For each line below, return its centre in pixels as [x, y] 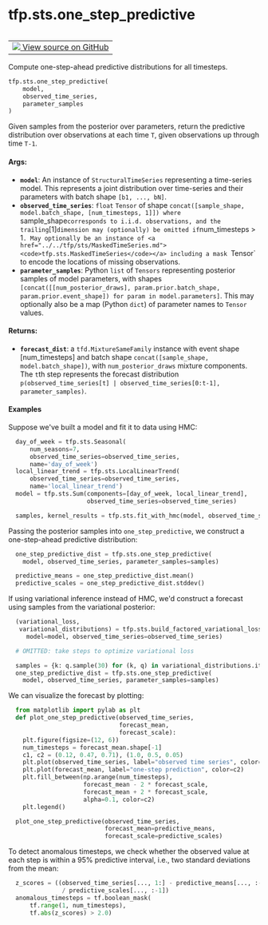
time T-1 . [23, 144]
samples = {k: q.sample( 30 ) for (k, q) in [87, 665]
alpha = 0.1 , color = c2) [119, 799]
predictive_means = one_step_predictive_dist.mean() [105, 576]
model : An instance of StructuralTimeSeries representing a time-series [136, 179]
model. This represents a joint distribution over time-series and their [132, 188]
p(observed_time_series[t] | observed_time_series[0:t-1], [120, 383]
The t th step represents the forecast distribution [99, 374]
